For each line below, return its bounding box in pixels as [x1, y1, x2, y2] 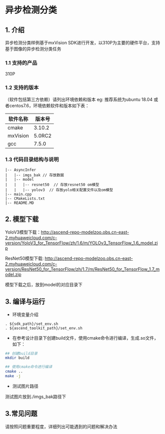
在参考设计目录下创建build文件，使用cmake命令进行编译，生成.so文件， [12, 335, 159, 341]
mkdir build [5, 355, 30, 360]
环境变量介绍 [12, 312, 38, 317]
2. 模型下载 [5, 215, 39, 224]
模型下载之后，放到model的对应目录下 [5, 281, 83, 287]
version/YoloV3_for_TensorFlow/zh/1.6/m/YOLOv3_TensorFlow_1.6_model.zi [5, 240, 158, 246]
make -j [5, 374, 21, 379]
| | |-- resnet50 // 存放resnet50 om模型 [5, 182, 99, 187]
